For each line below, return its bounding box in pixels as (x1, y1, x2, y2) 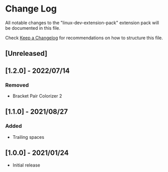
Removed (5, 81, 29, 89)
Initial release (12, 162, 40, 168)
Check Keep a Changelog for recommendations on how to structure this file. (5, 35, 163, 41)
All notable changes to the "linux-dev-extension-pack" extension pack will (5, 20, 159, 26)
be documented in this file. (5, 25, 61, 31)
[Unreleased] (5, 49, 48, 58)
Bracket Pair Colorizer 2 (12, 93, 62, 99)
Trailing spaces (12, 134, 44, 140)
